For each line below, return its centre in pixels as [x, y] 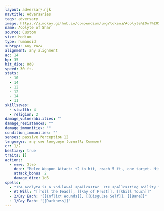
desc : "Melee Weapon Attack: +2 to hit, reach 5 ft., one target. [83, 169]
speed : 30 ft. [20, 69]
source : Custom [20, 32]
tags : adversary [21, 19]
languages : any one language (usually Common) [53, 142]
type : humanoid [20, 42]
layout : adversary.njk [28, 10]
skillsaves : [17, 105]
